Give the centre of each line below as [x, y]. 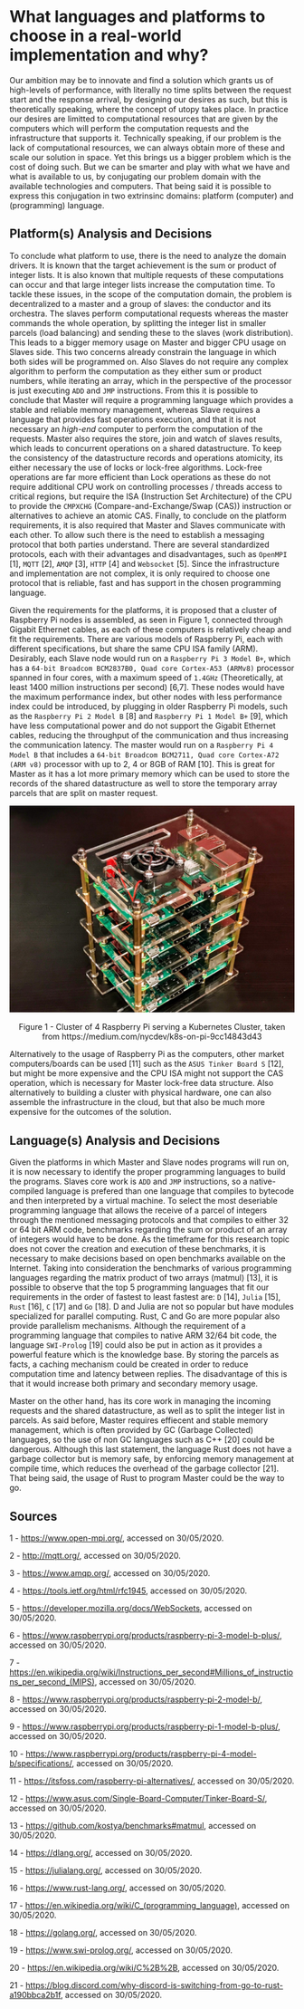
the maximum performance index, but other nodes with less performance [146, 697]
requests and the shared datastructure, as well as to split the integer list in [147, 1411]
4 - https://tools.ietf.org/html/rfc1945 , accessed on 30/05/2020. [128, 1591]
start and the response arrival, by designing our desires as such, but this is [148, 99]
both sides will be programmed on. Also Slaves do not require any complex [149, 361]
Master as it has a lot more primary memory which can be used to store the [150, 774]
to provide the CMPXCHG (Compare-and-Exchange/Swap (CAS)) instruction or [151, 505]
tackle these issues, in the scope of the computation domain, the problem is [151, 294]
